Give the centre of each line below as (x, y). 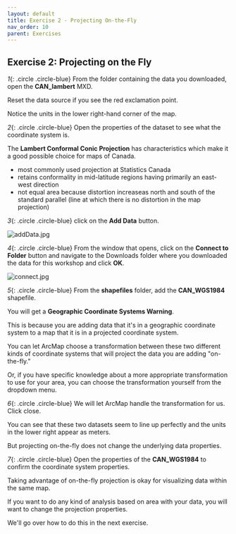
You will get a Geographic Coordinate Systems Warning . (91, 311)
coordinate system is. (38, 135)
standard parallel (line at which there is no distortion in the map (109, 200)
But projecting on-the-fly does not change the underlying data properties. (114, 446)
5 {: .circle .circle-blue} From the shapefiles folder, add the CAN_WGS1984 (116, 290)
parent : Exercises (34, 33)
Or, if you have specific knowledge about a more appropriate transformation (118, 375)
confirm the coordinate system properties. (69, 467)
